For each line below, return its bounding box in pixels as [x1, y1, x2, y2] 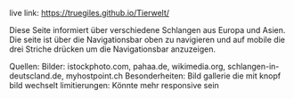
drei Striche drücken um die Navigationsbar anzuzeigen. [9, 44, 216, 54]
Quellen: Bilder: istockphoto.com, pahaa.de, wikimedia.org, [9, 62, 225, 71]
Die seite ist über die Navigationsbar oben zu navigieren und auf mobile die [9, 35, 285, 45]
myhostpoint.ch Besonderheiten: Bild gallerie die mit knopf [65, 70, 282, 81]
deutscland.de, [9, 70, 64, 81]
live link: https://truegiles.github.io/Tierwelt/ [9, 8, 170, 18]
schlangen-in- [226, 62, 280, 71]
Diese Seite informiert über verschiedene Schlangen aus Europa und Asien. [9, 25, 286, 35]
